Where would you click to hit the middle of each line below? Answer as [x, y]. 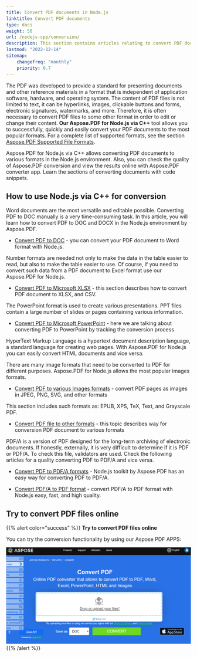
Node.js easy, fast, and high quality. [58, 495]
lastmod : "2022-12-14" [34, 50]
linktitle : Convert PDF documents [48, 18]
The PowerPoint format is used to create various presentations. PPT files [94, 306]
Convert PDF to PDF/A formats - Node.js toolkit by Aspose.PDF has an [99, 472]
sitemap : [17, 56]
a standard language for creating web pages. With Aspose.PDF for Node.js [96, 347]
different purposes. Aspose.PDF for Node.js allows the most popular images [98, 371]
